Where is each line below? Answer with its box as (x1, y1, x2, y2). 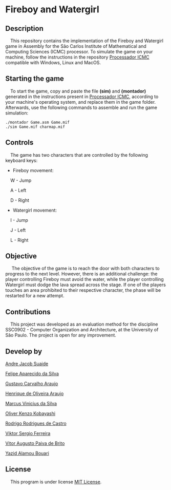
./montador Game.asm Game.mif (5, 120, 70, 125)
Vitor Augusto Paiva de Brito (5, 440, 65, 446)
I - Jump (10, 217, 28, 223)
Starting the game (5, 74, 64, 83)
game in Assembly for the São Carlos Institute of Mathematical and (5, 43, 147, 49)
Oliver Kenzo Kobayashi (5, 410, 55, 417)
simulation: (5, 109, 29, 116)
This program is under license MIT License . (10, 479, 102, 485)
